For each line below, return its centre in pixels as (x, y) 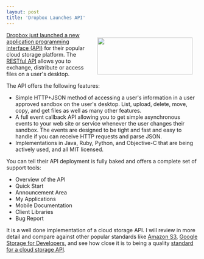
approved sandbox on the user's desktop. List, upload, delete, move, (101, 104)
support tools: (24, 168)
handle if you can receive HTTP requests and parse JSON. (89, 136)
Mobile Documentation (44, 205)
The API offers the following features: (53, 85)
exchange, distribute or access (45, 67)
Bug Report (29, 218)
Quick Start (29, 186)
